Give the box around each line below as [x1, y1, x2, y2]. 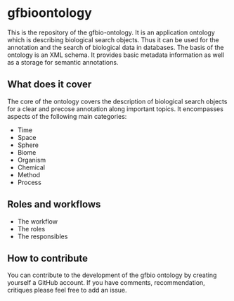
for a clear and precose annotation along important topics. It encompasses [7, 104, 223, 113]
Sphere [17, 141, 39, 149]
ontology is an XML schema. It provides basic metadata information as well [7, 51, 225, 59]
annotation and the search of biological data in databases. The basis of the [7, 43, 224, 51]
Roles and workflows [7, 198, 101, 210]
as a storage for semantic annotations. [7, 58, 119, 66]
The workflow [17, 217, 58, 226]
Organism [17, 155, 46, 164]
